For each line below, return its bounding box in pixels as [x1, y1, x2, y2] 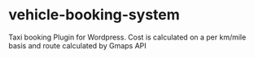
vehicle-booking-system [8, 6, 181, 24]
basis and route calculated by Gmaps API [8, 40, 147, 50]
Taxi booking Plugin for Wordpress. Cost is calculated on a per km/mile [8, 32, 247, 42]
